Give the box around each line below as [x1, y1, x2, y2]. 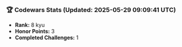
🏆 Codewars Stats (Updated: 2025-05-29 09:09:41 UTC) [6, 5, 176, 14]
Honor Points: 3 [14, 28, 55, 35]
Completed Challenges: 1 [14, 34, 79, 41]
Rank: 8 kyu [14, 21, 45, 29]
